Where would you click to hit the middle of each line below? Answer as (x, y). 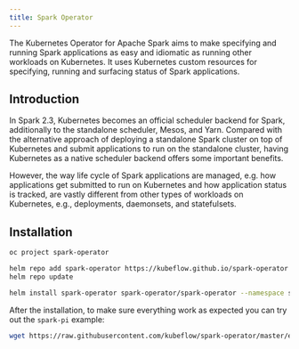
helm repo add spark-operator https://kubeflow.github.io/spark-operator (149, 269)
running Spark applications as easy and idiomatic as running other (130, 52)
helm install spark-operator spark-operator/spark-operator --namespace (147, 293)
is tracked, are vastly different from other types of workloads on (126, 195)
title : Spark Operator (51, 17)
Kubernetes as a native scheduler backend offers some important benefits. (146, 158)
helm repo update (41, 277)
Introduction (44, 99)
